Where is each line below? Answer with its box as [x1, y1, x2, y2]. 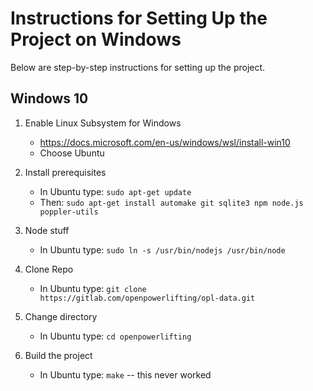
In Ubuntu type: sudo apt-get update [39, 185, 192, 197]
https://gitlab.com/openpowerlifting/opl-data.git [39, 293, 256, 303]
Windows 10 [10, 90, 89, 107]
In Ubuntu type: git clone [39, 282, 147, 294]
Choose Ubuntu [39, 147, 105, 159]
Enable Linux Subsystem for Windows [24, 117, 182, 129]
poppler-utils [39, 207, 99, 217]
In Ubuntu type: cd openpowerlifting [39, 330, 192, 342]
